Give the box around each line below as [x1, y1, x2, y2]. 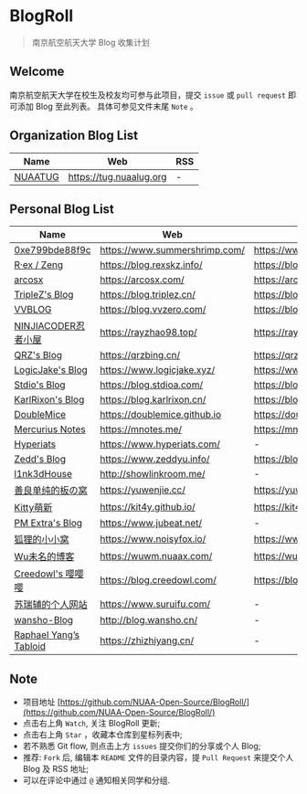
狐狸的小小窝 [14, 534, 70, 546]
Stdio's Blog [14, 378, 66, 391]
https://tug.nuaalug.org [68, 170, 167, 183]
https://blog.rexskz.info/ [100, 259, 203, 271]
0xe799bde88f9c [14, 244, 91, 257]
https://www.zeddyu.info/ [100, 453, 210, 466]
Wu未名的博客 [14, 550, 75, 563]
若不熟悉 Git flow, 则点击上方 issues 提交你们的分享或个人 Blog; [22, 741, 261, 752]
